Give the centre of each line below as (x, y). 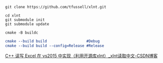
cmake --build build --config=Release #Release (55, 46)
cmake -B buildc (22, 33)
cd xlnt (13, 16)
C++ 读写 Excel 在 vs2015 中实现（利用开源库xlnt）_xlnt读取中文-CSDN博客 (81, 56)
